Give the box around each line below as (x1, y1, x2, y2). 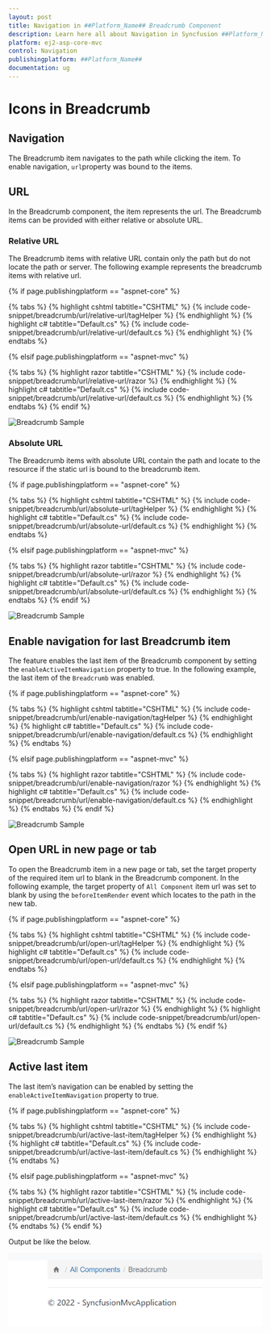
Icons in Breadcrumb (8, 100, 151, 119)
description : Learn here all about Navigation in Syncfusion (8, 30, 219, 38)
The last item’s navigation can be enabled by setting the (8, 1081, 194, 1091)
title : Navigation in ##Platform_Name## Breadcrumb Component (8, 21, 222, 30)
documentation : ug (8, 65, 70, 73)
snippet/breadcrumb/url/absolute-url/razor (8, 569, 151, 580)
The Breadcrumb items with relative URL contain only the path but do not (8, 253, 251, 263)
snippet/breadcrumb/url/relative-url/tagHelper (8, 310, 162, 320)
